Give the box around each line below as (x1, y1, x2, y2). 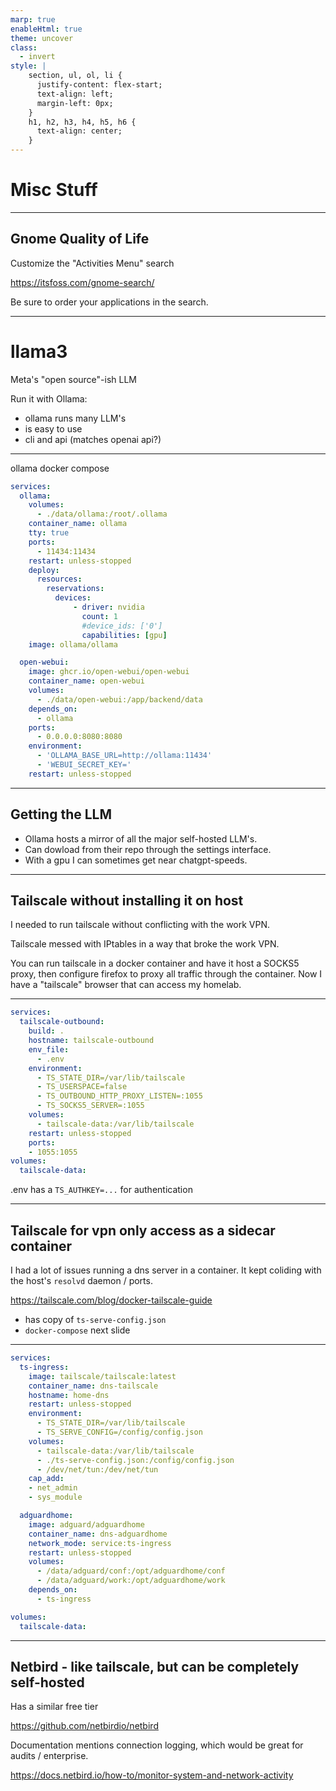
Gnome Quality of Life (10, 231, 150, 248)
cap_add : (28, 1474, 65, 1484)
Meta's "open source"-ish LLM (10, 373, 137, 385)
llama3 (10, 340, 68, 363)
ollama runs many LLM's (24, 412, 127, 424)
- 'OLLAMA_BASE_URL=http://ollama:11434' (36, 751, 213, 761)
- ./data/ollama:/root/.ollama (36, 509, 168, 520)
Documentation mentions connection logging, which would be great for (10, 1739, 304, 1751)
